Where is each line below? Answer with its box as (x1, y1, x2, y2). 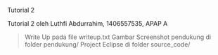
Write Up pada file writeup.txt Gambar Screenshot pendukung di (24, 33, 212, 41)
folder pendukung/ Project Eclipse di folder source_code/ (24, 40, 191, 48)
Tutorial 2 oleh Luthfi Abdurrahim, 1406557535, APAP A (7, 19, 168, 27)
